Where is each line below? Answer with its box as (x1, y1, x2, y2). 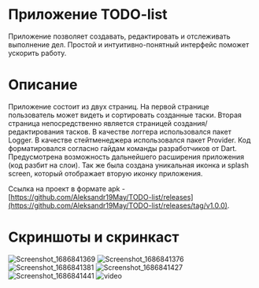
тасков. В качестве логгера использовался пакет (65, 127, 232, 136)
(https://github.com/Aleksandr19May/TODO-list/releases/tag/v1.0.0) (8, 201, 228, 210)
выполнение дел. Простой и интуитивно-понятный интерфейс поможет (8, 39, 250, 49)
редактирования (8, 127, 65, 136)
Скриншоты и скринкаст (8, 228, 179, 246)
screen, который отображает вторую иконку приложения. (8, 168, 203, 178)
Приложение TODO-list (8, 6, 168, 24)
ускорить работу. (8, 48, 67, 57)
